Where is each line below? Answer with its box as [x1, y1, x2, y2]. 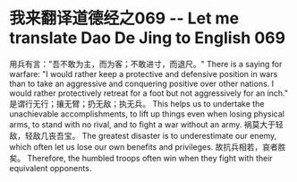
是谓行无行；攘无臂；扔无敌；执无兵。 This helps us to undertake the [9, 98, 265, 108]
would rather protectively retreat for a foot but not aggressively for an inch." [9, 87, 289, 99]
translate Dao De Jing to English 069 [9, 28, 286, 48]
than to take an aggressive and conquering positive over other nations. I [9, 78, 275, 89]
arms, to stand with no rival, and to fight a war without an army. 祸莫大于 [9, 118, 276, 130]
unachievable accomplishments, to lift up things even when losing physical [9, 108, 284, 119]
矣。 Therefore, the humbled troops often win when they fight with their [9, 152, 273, 163]
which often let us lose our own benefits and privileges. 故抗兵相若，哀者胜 [9, 141, 286, 152]
